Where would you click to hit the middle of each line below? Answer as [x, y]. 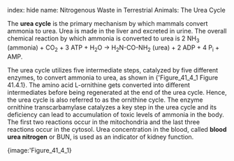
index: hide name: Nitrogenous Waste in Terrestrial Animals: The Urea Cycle [116, 10]
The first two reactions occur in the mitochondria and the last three [104, 122]
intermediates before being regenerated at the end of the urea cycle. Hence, [117, 92]
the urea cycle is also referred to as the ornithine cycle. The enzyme [105, 100]
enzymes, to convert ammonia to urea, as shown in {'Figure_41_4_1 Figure [113, 77]
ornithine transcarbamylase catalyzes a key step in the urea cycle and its [112, 107]
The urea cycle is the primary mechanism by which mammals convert [108, 23]
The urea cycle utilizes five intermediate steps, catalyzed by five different [113, 70]
